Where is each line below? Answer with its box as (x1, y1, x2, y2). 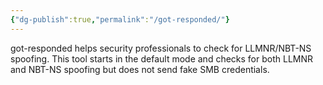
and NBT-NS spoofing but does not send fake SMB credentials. (10, 63, 270, 75)
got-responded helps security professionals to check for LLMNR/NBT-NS (10, 42, 312, 54)
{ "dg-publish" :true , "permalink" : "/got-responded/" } (10, 14, 230, 25)
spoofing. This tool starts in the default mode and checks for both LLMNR (10, 52, 314, 65)
